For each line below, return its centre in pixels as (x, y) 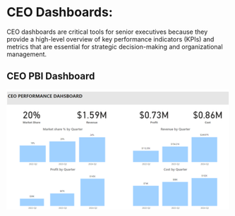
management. (27, 54)
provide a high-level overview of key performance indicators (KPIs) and (110, 39)
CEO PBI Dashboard (51, 76)
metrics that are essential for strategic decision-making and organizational (115, 46)
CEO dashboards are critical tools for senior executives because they (107, 32)
